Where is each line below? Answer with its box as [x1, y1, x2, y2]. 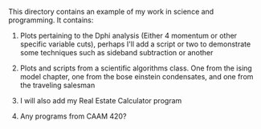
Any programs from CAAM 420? [19, 111, 127, 121]
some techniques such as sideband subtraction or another [19, 48, 214, 57]
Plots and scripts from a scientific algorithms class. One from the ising [19, 63, 253, 73]
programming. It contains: [8, 15, 94, 25]
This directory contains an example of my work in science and [8, 7, 214, 16]
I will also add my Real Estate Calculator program [19, 96, 182, 105]
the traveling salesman [19, 80, 96, 90]
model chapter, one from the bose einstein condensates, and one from [19, 72, 254, 81]
